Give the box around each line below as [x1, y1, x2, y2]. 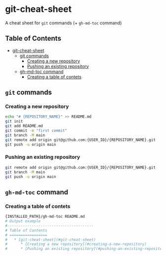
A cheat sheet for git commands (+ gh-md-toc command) [5, 20, 122, 26]
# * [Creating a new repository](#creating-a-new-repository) [5, 242, 147, 247]
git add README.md [5, 124, 43, 128]
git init [5, 119, 23, 124]
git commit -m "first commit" [5, 128, 68, 133]
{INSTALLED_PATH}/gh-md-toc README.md [5, 214, 85, 219]
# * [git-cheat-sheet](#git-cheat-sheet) [5, 237, 96, 242]
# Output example [5, 219, 41, 224]
